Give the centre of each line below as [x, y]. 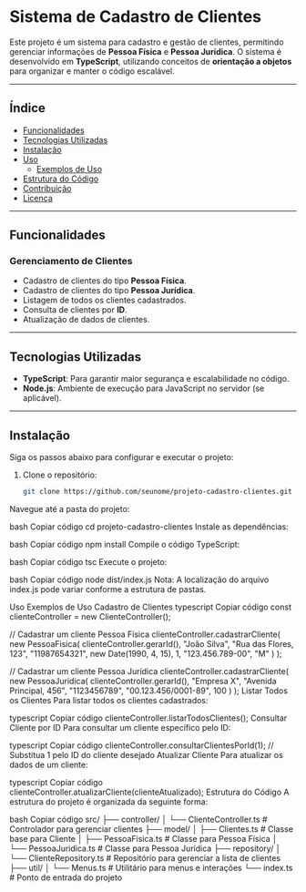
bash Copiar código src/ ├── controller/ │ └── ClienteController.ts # [138, 819]
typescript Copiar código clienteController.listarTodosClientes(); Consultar [148, 718]
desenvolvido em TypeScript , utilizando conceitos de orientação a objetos [151, 61]
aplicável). [42, 398]
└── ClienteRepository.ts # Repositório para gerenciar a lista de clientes [145, 857]
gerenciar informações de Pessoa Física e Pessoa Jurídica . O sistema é [146, 51]
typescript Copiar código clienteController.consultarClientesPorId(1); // [142, 745]
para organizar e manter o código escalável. [92, 71]
